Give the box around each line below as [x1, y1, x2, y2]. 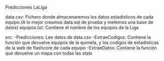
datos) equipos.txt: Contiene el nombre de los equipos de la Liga [5, 24, 139, 30]
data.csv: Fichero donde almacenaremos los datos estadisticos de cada [5, 14, 154, 19]
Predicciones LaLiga [5, 4, 48, 10]
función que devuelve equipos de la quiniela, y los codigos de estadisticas [5, 39, 159, 45]
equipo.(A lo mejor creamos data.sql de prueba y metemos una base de [5, 19, 154, 25]
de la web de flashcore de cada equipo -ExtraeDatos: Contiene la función [5, 45, 157, 50]
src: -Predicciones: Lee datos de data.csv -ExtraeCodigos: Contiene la [5, 34, 151, 40]
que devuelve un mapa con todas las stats [5, 50, 93, 56]
